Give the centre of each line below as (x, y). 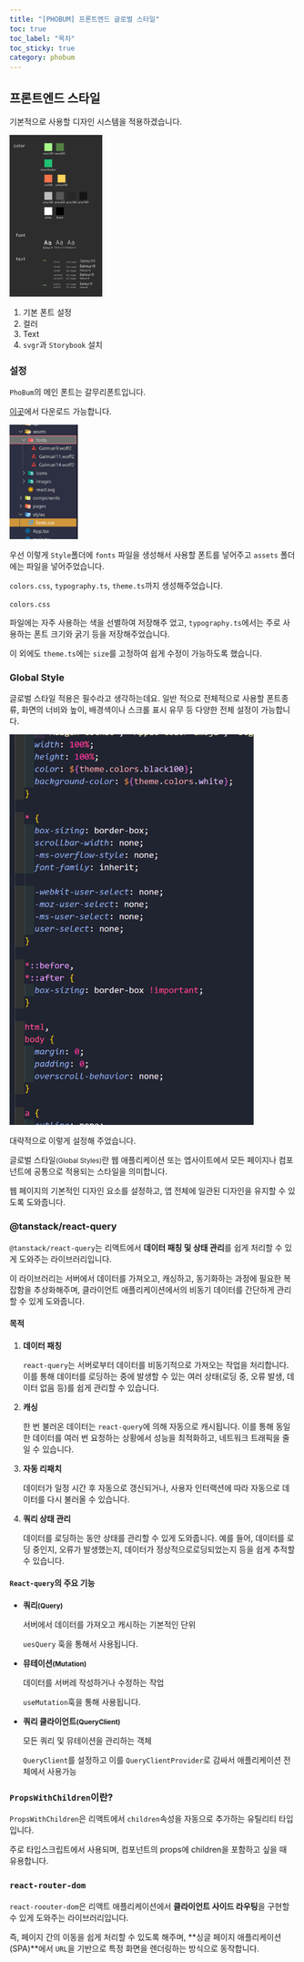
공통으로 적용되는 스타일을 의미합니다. (101, 1171)
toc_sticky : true (42, 48)
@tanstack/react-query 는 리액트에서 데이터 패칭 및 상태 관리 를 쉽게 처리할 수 (146, 1247)
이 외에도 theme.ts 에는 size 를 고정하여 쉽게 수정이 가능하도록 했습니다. (136, 653)
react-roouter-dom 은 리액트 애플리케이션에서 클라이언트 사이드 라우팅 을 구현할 (149, 1906)
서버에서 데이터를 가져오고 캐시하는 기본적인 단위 (109, 1624)
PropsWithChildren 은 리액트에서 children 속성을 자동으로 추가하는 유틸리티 (143, 1819)
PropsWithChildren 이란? (61, 1797)
